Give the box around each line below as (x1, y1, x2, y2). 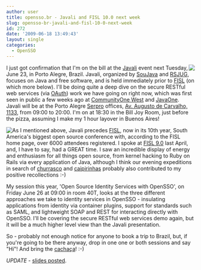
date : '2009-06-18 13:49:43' (6, 31, 79, 37)
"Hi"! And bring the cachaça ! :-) (6, 245, 85, 252)
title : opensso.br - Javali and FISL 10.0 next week (6, 14, 141, 20)
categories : (6, 43, 36, 48)
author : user (6, 8, 39, 15)
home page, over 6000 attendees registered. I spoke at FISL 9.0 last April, (6, 139, 188, 147)
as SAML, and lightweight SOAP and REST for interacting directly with (6, 208, 178, 216)
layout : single (6, 37, 44, 43)
